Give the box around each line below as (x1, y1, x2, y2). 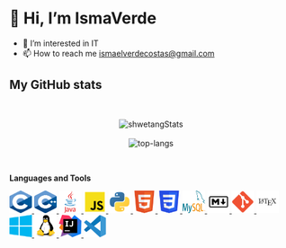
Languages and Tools (9, 173, 92, 183)
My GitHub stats (9, 77, 103, 93)
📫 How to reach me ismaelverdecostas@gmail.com (22, 48, 215, 58)
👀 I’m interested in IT (22, 38, 99, 49)
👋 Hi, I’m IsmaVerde (9, 8, 157, 29)
